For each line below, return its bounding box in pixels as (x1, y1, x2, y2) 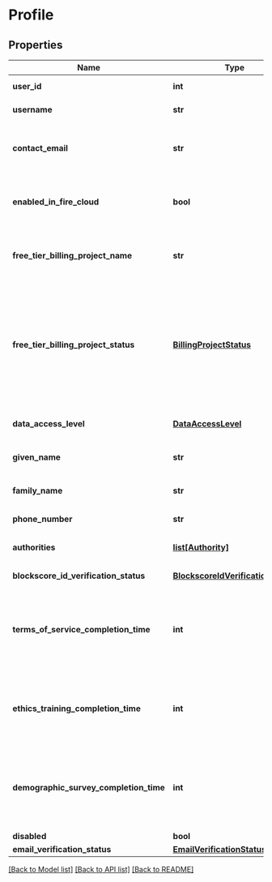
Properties (8, 38, 63, 52)
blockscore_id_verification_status (12, 570, 146, 581)
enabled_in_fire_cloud (12, 196, 100, 208)
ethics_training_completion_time (12, 703, 142, 714)
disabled (12, 831, 47, 841)
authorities (12, 542, 56, 553)
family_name (12, 485, 63, 496)
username (12, 104, 53, 115)
